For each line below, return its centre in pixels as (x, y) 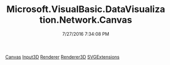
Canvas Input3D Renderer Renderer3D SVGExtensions (63, 57)
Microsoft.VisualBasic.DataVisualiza (86, 9)
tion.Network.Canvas (86, 20)
